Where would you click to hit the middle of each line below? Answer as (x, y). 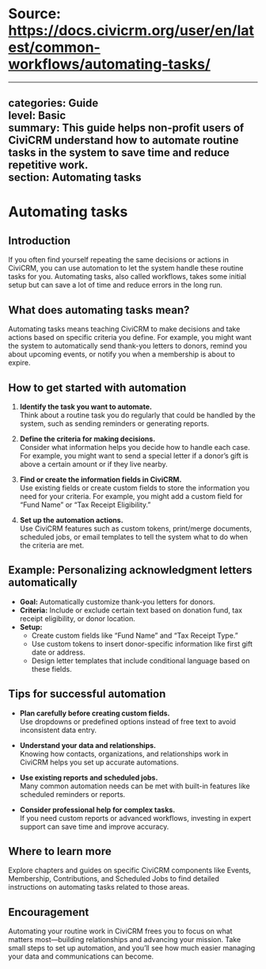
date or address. (58, 652)
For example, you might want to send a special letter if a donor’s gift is (134, 456)
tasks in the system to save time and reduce (119, 153)
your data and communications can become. (81, 956)
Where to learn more (60, 851)
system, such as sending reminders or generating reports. (114, 423)
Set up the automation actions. (72, 520)
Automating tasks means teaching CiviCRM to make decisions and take (124, 329)
